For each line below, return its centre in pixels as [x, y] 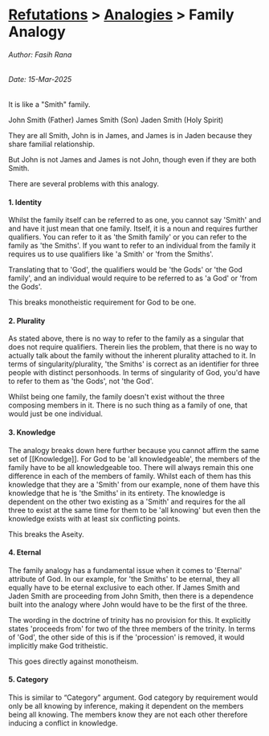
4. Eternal [25, 553]
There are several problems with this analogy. [84, 184]
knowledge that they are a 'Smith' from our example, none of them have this [134, 485]
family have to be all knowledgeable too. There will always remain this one [131, 467]
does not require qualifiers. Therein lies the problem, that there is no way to [133, 347]
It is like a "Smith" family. [49, 104]
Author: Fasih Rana [40, 55]
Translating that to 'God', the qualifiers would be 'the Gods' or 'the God [126, 270]
